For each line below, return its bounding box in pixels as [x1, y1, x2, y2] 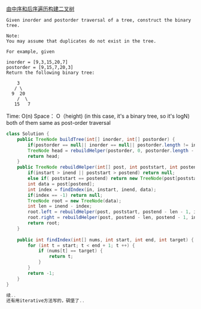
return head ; [28, 153, 60, 159]
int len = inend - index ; [28, 203, 93, 209]
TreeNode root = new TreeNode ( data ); [28, 197, 121, 204]
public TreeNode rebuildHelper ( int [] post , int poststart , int [17, 164, 178, 170]
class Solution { [6, 131, 50, 137]
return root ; [28, 220, 60, 226]
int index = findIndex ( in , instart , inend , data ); [28, 187, 157, 193]
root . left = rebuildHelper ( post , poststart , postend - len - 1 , [28, 209, 191, 215]
